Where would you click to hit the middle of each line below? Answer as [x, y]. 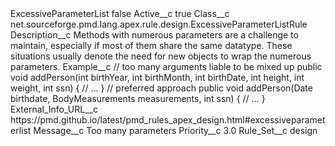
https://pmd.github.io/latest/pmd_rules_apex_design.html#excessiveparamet [168, 120]
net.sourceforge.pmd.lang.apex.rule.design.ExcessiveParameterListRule [159, 24]
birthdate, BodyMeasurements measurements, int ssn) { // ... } [138, 98]
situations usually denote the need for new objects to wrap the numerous [161, 56]
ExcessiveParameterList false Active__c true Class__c [120, 13]
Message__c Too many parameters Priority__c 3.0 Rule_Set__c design [175, 130]
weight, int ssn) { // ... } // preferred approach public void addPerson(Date [161, 88]
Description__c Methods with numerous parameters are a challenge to [154, 35]
